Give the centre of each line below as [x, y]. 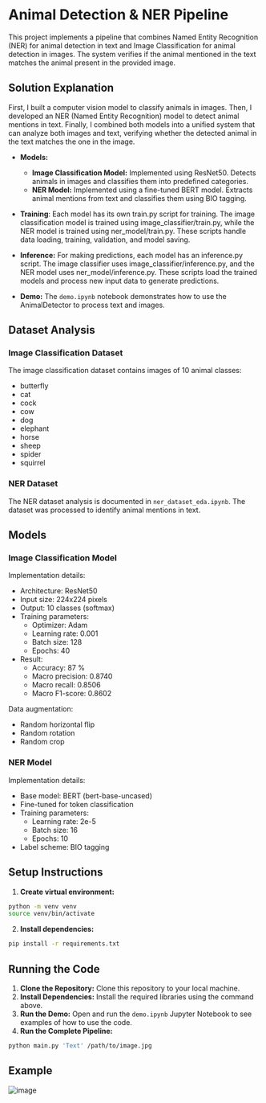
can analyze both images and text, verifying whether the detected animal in [133, 133]
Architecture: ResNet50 [58, 591]
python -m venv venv [43, 906]
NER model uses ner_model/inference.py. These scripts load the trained [139, 272]
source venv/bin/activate [51, 914]
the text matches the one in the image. [72, 141]
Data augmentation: [41, 709]
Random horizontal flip [57, 724]
